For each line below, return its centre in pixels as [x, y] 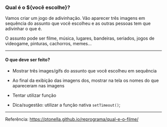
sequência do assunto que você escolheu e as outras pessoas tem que [78, 23]
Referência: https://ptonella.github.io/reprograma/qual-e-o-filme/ [72, 119]
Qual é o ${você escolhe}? [38, 7]
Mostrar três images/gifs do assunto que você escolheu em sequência [84, 70]
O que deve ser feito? [28, 60]
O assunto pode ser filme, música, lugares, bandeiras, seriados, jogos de [80, 38]
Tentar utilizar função [34, 95]
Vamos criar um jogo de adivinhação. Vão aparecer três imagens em [75, 18]
